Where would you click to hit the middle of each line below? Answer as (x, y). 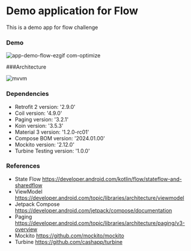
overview (26, 229)
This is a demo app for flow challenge (52, 27)
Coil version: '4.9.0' (38, 113)
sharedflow (28, 185)
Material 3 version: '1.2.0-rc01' (52, 132)
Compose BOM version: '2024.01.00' (60, 138)
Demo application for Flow (72, 11)
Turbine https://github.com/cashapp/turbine (69, 242)
